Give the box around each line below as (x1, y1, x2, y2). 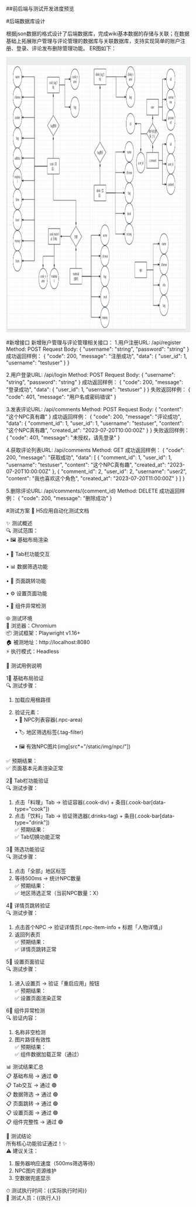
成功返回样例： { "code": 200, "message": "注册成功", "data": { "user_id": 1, (6, 353, 187, 360)
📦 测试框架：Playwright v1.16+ (6, 629, 81, 636)
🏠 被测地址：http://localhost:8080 (6, 639, 90, 645)
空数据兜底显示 (14, 1175, 51, 1181)
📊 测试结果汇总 (6, 1063, 44, 1070)
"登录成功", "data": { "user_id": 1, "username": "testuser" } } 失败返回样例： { (6, 386, 191, 393)
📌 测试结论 (6, 1133, 32, 1139)
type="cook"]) (14, 806, 50, 812)
